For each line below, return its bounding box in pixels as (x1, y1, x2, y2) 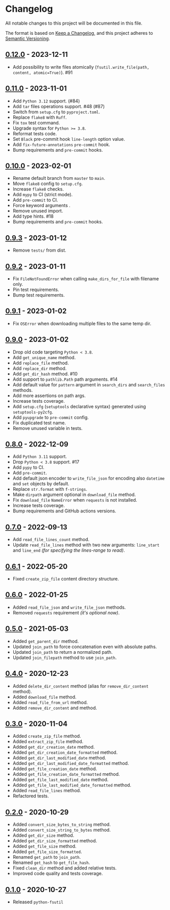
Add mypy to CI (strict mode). (12, 192, 73, 198)
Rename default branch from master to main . (12, 175, 106, 181)
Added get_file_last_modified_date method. (12, 777, 109, 783)
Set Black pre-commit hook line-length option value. (12, 136, 125, 142)
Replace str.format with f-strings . (12, 486, 88, 492)
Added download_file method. (12, 694, 77, 700)
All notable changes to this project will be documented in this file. (5, 20, 143, 26)
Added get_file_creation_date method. (12, 766, 98, 772)
